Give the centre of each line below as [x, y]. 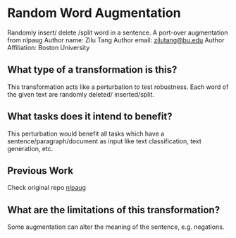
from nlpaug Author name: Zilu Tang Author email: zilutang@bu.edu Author [116, 40]
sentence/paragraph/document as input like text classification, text [105, 141]
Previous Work [41, 171]
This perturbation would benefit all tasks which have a [86, 133]
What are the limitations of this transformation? [114, 210]
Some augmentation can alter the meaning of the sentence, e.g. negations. [116, 227]
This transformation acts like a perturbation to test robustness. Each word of [118, 87]
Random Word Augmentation [94, 13]
